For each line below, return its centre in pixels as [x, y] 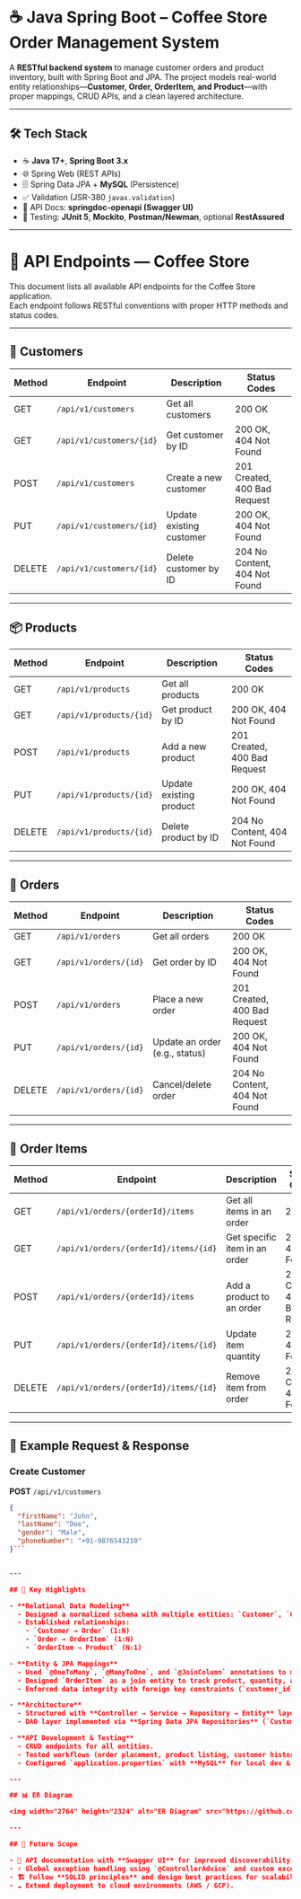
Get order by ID [184, 962]
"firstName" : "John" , [58, 1516]
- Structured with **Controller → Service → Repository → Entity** [146, 1714]
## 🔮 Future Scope [43, 1844]
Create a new [194, 477]
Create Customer [47, 1471]
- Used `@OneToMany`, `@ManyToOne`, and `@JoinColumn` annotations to [152, 1672]
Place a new [178, 1000]
